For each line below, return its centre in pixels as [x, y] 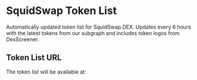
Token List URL [34, 58]
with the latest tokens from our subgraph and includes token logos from [93, 33]
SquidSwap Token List [61, 11]
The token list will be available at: [46, 72]
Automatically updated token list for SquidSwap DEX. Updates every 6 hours [98, 27]
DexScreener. [23, 39]
